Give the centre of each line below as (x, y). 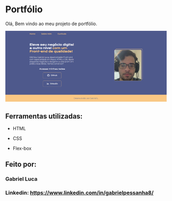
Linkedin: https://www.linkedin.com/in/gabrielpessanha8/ (80, 193)
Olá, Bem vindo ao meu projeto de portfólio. (51, 24)
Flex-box (22, 148)
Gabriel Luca (21, 179)
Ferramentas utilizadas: (44, 116)
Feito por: (21, 164)
